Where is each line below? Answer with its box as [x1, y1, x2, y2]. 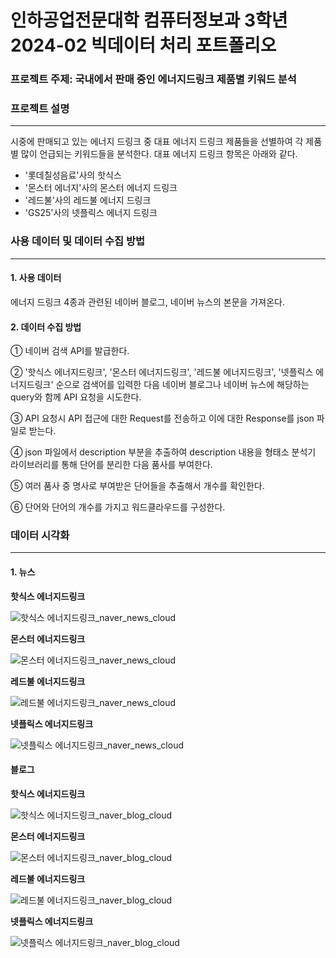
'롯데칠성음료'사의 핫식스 [24, 169, 122, 181]
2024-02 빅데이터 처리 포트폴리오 [10, 34, 277, 57]
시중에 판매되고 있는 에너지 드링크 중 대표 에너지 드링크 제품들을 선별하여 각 [10, 136, 304, 148]
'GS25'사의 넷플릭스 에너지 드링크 [24, 207, 158, 219]
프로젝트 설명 [10, 102, 70, 116]
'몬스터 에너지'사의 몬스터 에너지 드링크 [24, 182, 178, 194]
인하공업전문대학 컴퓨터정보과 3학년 [10, 9, 288, 32]
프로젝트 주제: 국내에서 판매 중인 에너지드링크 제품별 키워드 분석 [10, 72, 297, 86]
